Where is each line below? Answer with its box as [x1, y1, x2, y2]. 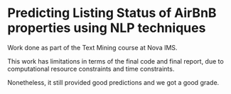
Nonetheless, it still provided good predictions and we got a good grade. [7, 78, 220, 86]
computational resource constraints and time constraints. [7, 64, 175, 73]
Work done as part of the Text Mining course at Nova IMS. [7, 43, 178, 52]
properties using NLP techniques [7, 20, 206, 36]
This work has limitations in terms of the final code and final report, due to [7, 57, 224, 65]
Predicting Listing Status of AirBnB [7, 5, 217, 21]
